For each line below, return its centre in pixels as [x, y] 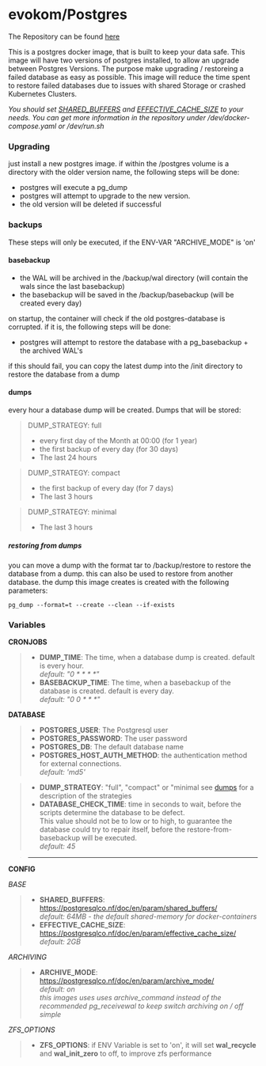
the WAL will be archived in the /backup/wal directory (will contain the [134, 278]
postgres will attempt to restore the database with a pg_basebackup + [134, 342]
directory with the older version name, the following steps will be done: [124, 173]
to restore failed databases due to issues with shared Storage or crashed [127, 85]
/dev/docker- [228, 117]
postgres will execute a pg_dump [74, 188]
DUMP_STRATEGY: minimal [72, 511]
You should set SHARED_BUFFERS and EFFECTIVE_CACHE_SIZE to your [126, 109]
